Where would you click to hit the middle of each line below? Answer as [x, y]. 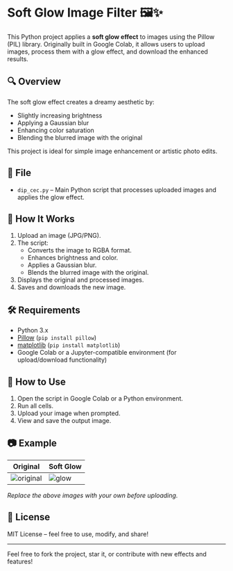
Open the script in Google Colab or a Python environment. [100, 399]
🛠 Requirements [44, 310]
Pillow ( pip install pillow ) [57, 338]
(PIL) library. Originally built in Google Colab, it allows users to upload [106, 44]
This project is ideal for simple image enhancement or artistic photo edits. [112, 151]
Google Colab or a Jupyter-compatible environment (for [97, 353]
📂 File [19, 173]
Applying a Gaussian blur [53, 122]
